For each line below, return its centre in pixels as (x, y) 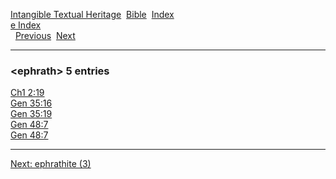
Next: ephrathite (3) (51, 164)
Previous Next (45, 35)
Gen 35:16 (31, 103)
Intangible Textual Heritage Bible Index (92, 14)
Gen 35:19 (31, 114)
